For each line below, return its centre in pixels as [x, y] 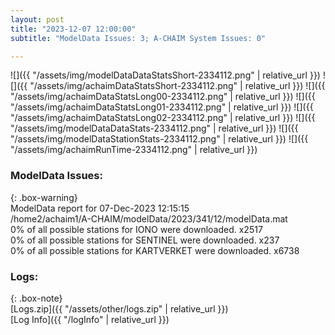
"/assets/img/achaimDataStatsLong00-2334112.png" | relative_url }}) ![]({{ [163, 97]
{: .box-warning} [44, 197]
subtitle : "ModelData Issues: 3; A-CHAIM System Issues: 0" [138, 38]
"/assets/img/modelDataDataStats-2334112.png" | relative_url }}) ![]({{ [154, 128]
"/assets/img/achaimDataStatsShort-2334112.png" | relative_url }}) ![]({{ [177, 86]
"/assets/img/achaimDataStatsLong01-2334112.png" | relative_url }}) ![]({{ [162, 107]
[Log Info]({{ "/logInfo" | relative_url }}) [90, 319]
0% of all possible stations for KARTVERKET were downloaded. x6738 [155, 250]
